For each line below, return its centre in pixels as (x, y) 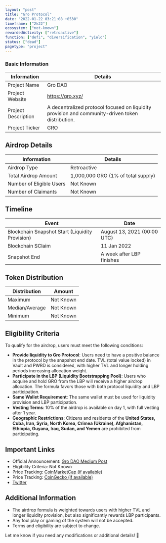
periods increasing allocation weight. (50, 371)
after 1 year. (24, 413)
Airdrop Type (23, 167)
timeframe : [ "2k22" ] (26, 24)
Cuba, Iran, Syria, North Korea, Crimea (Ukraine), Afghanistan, (78, 423)
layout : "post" (21, 10)
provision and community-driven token (92, 113)
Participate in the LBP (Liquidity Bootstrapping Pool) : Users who (79, 376)
